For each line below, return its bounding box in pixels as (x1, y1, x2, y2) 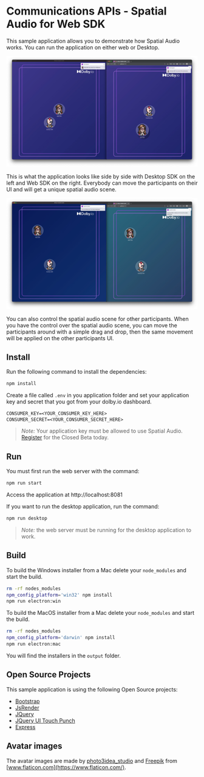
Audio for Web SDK (6, 17, 106, 31)
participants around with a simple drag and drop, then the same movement (6, 328, 193, 335)
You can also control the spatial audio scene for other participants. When (6, 315, 189, 323)
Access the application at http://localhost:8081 (6, 491, 123, 499)
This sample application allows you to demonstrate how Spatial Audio (6, 37, 180, 44)
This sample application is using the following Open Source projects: (6, 685, 178, 693)
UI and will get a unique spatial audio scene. (6, 186, 117, 193)
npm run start (6, 480, 42, 487)
